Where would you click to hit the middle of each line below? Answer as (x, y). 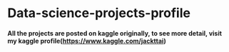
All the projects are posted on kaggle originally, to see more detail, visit (115, 33)
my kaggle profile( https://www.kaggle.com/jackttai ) (87, 41)
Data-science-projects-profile (99, 13)
